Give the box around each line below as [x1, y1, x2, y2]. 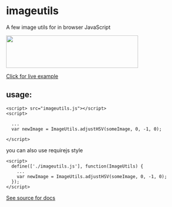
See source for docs [6, 194, 56, 201]
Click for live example [6, 73, 59, 80]
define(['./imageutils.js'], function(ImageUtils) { [11, 163, 144, 169]
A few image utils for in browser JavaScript [6, 24, 111, 31]
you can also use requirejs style [6, 146, 84, 154]
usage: [6, 90, 32, 100]
